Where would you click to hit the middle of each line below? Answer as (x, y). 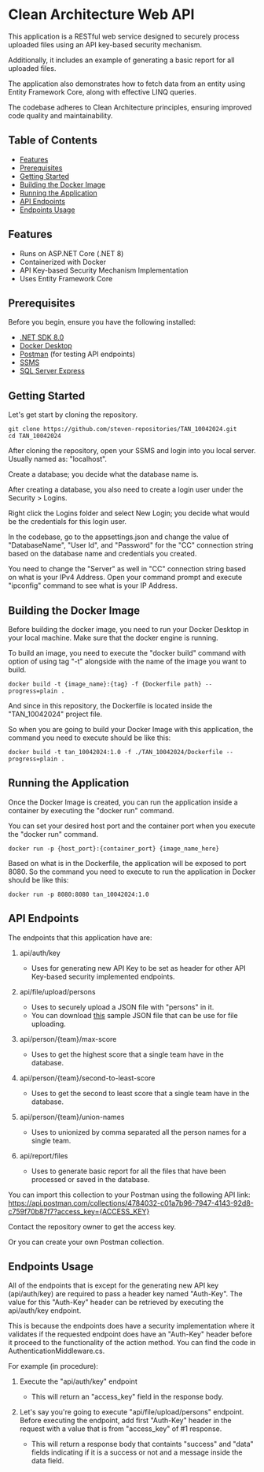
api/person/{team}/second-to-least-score (87, 1078)
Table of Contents (53, 141)
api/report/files (44, 1155)
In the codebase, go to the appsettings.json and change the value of (119, 537)
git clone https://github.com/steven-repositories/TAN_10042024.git (123, 429)
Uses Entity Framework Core (66, 278)
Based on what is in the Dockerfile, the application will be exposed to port (127, 863)
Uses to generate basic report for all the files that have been (128, 1171)
